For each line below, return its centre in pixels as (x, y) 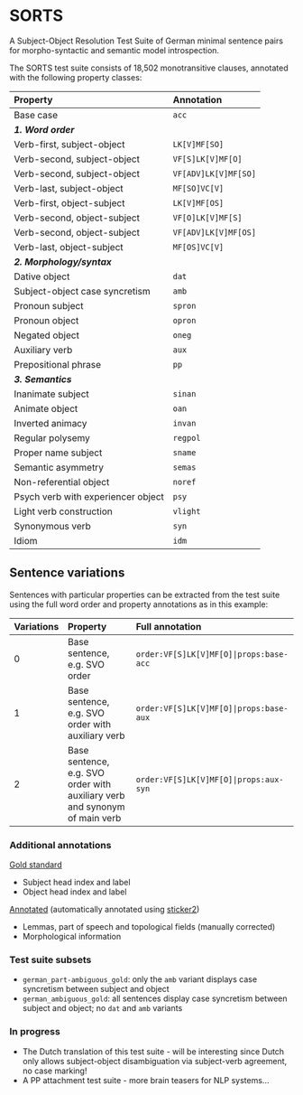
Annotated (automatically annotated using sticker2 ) (105, 910)
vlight (187, 511)
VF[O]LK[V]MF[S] (207, 217)
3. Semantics (43, 379)
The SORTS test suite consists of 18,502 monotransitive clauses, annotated (149, 68)
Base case (36, 115)
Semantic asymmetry (59, 467)
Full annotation (169, 626)
